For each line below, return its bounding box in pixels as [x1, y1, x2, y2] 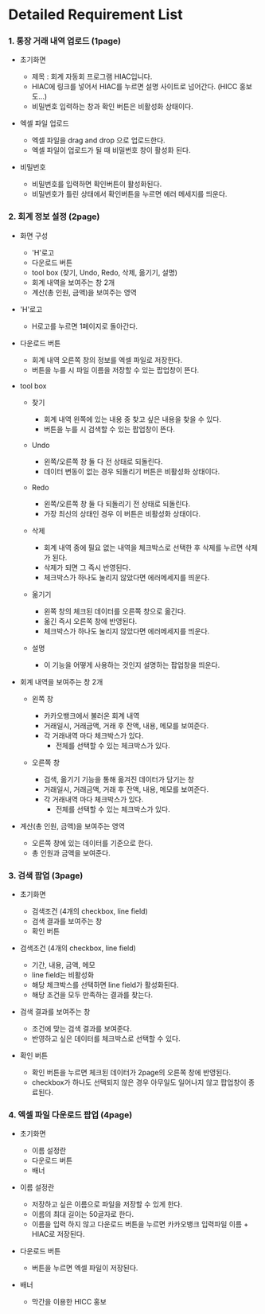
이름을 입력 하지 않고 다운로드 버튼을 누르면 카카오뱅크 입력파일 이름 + [31, 1219, 249, 1229]
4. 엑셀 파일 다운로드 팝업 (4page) [8, 1109, 133, 1120]
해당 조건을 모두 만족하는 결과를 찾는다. [31, 990, 154, 1000]
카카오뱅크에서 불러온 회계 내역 [43, 711, 140, 720]
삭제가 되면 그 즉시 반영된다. [43, 563, 131, 572]
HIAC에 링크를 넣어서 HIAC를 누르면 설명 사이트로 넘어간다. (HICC [31, 82, 238, 92]
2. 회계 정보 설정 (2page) [8, 211, 100, 222]
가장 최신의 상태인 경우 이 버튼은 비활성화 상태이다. [43, 509, 201, 518]
